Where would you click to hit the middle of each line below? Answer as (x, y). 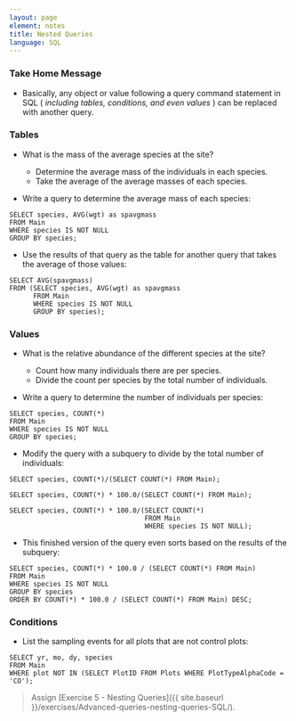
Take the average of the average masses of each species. (141, 181)
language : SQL (36, 42)
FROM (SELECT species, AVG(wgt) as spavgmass (95, 288)
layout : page (33, 17)
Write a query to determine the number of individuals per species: (143, 397)
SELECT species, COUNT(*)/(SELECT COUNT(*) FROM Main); (115, 479)
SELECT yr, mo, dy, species (61, 658)
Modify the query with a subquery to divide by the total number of (143, 454)
